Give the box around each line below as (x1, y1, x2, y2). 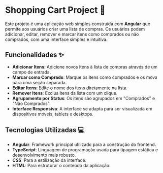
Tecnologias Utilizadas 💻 (5, 126, 85, 135)
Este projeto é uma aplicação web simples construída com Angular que (5, 21, 150, 27)
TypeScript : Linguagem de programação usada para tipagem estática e (12, 146, 159, 152)
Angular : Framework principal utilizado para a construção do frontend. (12, 141, 156, 147)
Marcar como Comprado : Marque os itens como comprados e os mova (12, 74, 158, 80)
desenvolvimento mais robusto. (12, 152, 76, 158)
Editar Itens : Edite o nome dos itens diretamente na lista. (12, 85, 128, 91)
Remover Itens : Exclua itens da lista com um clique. (12, 90, 118, 96)
